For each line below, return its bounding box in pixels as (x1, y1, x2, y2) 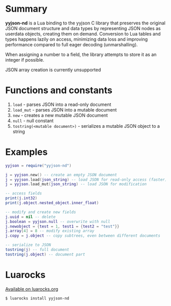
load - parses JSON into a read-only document (12, 101, 111, 107)
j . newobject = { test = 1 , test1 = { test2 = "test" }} (5, 224, 120, 229)
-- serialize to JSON (5, 242, 51, 247)
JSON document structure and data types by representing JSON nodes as (5, 25, 161, 31)
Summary (5, 3, 47, 15)
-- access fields (5, 191, 42, 196)
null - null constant (12, 118, 54, 124)
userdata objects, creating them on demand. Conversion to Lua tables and (5, 31, 161, 37)
